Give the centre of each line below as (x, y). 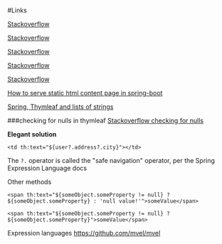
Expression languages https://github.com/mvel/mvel (84, 233)
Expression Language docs (47, 168)
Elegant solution (32, 134)
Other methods (30, 182)
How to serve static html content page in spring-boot (85, 93)
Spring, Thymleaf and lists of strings (60, 107)
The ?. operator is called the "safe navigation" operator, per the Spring (111, 160)
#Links (17, 10)
